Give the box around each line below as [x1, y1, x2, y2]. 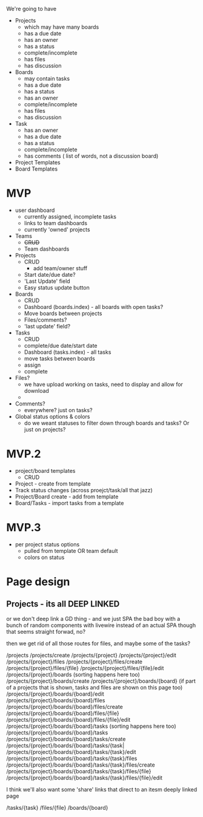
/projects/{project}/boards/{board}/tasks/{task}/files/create [6, 761, 156, 768]
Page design [6, 575, 70, 588]
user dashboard [15, 206, 55, 214]
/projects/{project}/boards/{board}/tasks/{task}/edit [6, 748, 136, 755]
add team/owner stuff [33, 264, 88, 272]
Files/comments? [24, 316, 67, 324]
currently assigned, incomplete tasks [24, 212, 117, 220]
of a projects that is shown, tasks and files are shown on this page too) [6, 683, 183, 691]
